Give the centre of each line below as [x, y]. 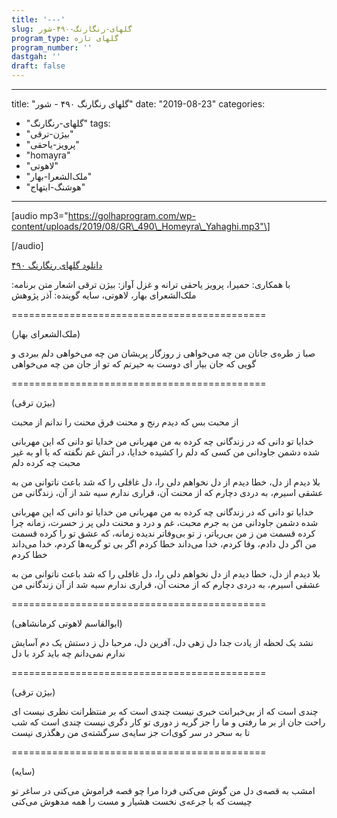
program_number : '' [52, 47]
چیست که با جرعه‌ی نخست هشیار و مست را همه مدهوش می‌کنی [132, 801]
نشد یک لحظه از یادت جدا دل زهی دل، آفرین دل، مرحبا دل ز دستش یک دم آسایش [162, 642]
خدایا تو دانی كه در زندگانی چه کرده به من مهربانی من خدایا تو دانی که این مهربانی [162, 512]
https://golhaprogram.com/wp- [132, 215]
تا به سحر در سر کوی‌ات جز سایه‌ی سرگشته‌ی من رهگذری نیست [131, 732]
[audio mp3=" [40, 215]
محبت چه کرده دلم [46, 462]
